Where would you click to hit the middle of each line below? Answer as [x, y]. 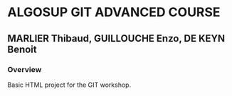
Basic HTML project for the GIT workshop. [69, 85]
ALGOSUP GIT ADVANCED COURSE [114, 12]
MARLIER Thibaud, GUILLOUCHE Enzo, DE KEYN [116, 38]
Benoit [22, 49]
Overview [25, 69]
